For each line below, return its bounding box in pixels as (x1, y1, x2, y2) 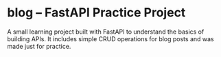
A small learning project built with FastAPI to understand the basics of (7, 27, 205, 36)
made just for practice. (7, 42, 71, 50)
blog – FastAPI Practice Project (7, 5, 186, 21)
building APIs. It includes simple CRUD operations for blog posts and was (7, 34, 214, 43)
